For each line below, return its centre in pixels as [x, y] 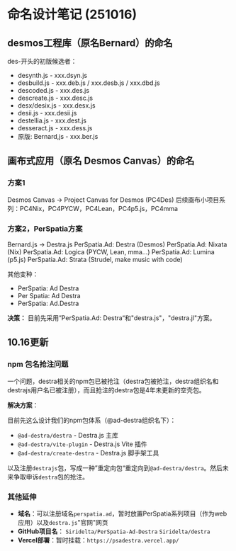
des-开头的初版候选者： [42, 61]
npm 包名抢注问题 [38, 364]
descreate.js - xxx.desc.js [55, 98]
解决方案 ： [23, 405]
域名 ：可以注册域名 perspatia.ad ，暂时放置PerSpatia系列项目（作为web [122, 513]
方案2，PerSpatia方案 [45, 229]
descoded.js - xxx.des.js [54, 90]
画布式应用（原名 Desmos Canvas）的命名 [101, 161]
